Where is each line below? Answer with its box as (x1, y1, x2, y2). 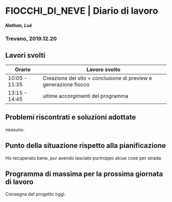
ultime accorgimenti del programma (42, 92, 128, 99)
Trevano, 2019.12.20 (5, 35, 57, 42)
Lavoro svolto (86, 66, 121, 73)
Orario (15, 66, 31, 73)
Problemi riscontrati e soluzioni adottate (5, 113, 136, 122)
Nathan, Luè (5, 22, 32, 28)
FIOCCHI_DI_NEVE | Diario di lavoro (5, 5, 159, 17)
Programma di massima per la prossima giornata (5, 169, 163, 178)
